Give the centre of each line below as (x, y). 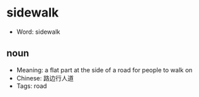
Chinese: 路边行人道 (45, 78)
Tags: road (32, 86)
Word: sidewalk (38, 32)
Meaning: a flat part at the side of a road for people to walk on (104, 69)
